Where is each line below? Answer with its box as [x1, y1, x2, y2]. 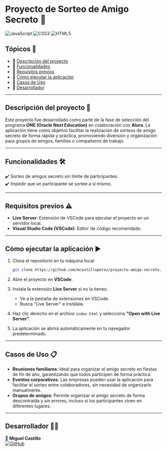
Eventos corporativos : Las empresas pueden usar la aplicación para [12, 376, 154, 382]
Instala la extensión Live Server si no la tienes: [12, 286, 108, 292]
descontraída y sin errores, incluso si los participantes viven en [12, 397, 142, 403]
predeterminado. [12, 330, 47, 336]
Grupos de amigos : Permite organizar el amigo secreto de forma [12, 392, 145, 398]
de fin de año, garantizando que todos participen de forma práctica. [12, 371, 152, 377]
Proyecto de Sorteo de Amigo [5, 3, 129, 15]
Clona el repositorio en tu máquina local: [12, 258, 95, 264]
